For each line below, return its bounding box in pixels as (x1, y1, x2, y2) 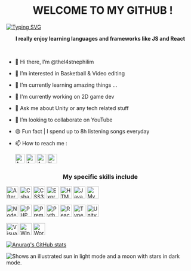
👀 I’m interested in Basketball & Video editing (14, 69, 125, 77)
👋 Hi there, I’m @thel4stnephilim (14, 58, 94, 65)
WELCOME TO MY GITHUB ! (32, 4, 173, 17)
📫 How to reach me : (14, 139, 67, 147)
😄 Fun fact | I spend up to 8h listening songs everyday (14, 127, 150, 135)
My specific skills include (62, 172, 138, 181)
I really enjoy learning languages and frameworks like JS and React (15, 35, 186, 42)
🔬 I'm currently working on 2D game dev (14, 93, 115, 100)
